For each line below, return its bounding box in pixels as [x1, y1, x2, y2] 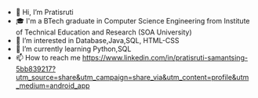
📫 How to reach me [15, 53, 81, 62]
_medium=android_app [15, 81, 90, 90]
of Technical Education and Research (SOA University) [15, 27, 192, 37]
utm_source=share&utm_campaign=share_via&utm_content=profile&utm [15, 73, 249, 82]
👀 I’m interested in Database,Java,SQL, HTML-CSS [15, 36, 180, 45]
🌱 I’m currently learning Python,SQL [15, 44, 132, 53]
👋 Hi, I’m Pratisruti [15, 8, 74, 16]
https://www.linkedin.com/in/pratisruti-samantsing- [82, 53, 249, 62]
